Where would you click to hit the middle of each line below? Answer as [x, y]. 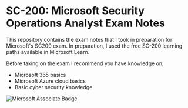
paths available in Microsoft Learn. [48, 52]
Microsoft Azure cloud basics [50, 81]
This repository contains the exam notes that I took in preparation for [89, 39]
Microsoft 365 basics [40, 75]
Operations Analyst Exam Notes [86, 23]
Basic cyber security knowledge [53, 87]
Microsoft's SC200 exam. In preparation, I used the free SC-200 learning [94, 46]
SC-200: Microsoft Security [75, 11]
